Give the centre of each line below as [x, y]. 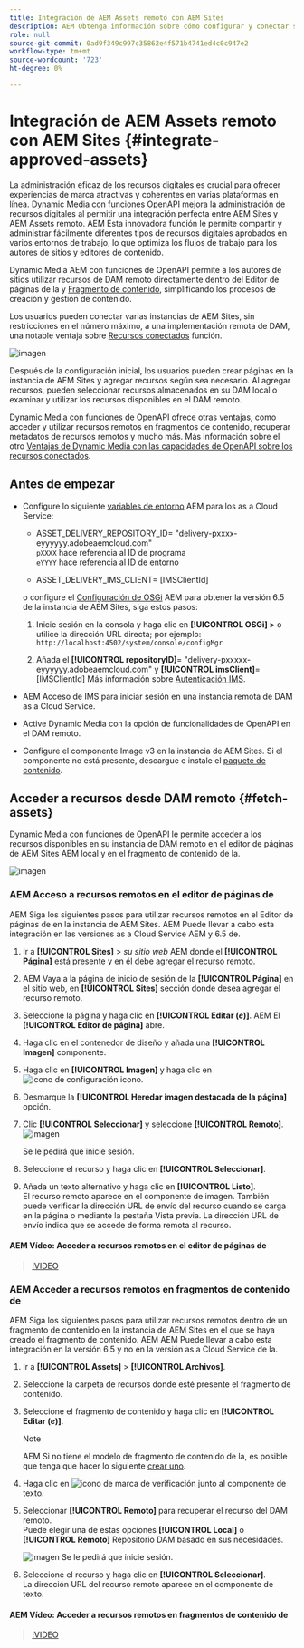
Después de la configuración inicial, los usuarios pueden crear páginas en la [152, 370]
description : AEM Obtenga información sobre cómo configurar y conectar [149, 26]
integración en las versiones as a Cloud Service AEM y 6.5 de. [125, 934]
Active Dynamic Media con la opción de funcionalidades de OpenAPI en [157, 723]
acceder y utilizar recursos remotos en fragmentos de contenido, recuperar [150, 426]
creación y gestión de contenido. [71, 298]
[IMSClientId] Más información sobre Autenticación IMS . [141, 679]
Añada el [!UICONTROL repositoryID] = [109, 659]
